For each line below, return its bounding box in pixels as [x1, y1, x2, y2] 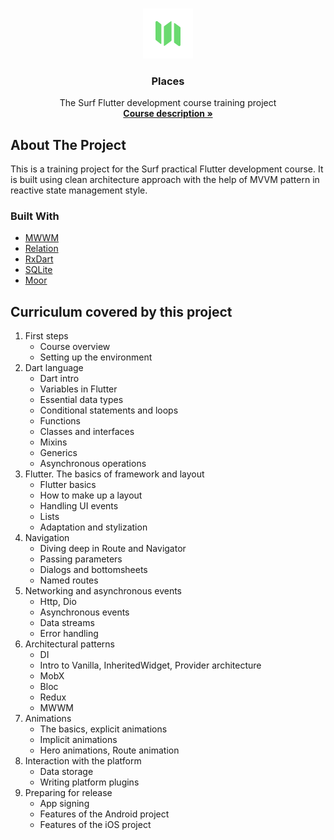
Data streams [39, 617, 95, 629]
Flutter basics [39, 479, 97, 491]
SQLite [24, 264, 53, 276]
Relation [24, 243, 59, 255]
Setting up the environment [39, 351, 153, 363]
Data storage [39, 766, 94, 778]
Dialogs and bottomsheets [39, 564, 148, 576]
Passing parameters [39, 553, 123, 565]
